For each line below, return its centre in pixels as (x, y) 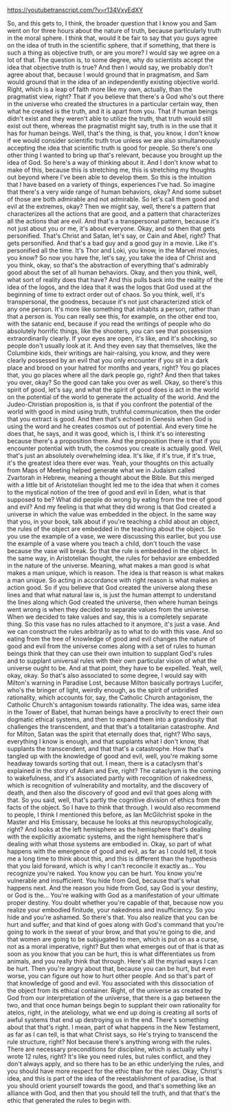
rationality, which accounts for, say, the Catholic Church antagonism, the (110, 697)
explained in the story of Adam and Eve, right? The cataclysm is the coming (114, 771)
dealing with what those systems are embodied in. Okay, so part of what (109, 844)
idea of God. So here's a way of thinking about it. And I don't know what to (112, 162)
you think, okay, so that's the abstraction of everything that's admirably (108, 265)
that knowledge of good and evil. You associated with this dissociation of (111, 983)
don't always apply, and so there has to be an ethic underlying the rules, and (115, 1064)
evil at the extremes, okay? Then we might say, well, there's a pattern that (111, 207)
